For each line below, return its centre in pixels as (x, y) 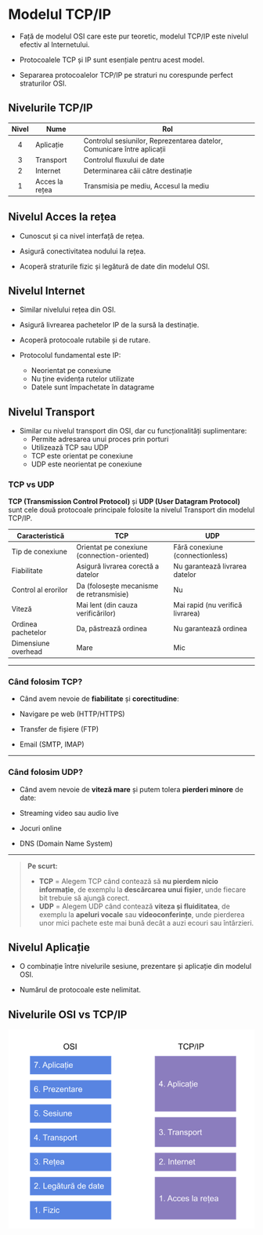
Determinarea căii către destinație (138, 171)
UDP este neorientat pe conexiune (86, 464)
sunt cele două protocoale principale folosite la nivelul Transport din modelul (131, 510)
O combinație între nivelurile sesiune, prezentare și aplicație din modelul (135, 966)
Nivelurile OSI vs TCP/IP (68, 1014)
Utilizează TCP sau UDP (70, 448)
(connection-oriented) (113, 556)
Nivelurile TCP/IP (50, 108)
